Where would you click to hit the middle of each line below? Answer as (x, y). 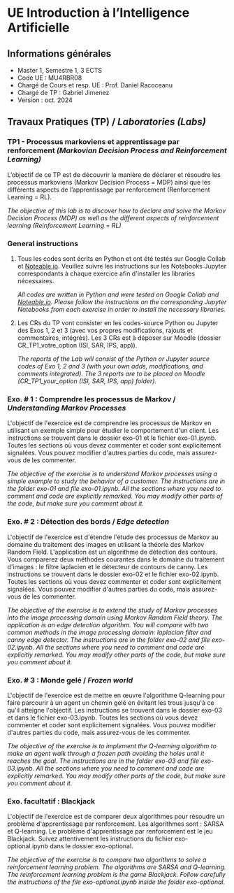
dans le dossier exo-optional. (92, 846)
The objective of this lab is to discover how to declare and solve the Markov (117, 210)
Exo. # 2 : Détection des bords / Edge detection (88, 522)
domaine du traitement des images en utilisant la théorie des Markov (106, 544)
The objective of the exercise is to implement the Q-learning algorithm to (112, 745)
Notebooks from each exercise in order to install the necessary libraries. (122, 309)
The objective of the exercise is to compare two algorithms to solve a (107, 860)
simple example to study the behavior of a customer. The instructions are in (116, 481)
